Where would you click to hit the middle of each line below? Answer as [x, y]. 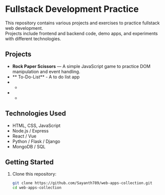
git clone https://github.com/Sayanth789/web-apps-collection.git [82, 183]
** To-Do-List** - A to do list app [46, 77]
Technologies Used [35, 113]
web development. [24, 28]
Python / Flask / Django [36, 141]
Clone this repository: [34, 174]
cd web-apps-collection [37, 188]
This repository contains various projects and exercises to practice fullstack [82, 23]
